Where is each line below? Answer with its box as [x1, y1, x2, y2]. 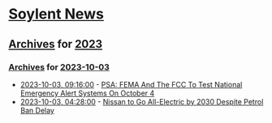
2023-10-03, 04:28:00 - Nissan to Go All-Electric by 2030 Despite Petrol [19, 96, 264, 106]
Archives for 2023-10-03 [8, 61, 110, 73]
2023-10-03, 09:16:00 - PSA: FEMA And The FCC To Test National [19, 79, 243, 89]
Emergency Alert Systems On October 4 [19, 88, 155, 98]
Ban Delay [19, 105, 55, 115]
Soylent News [8, 5, 104, 23]
